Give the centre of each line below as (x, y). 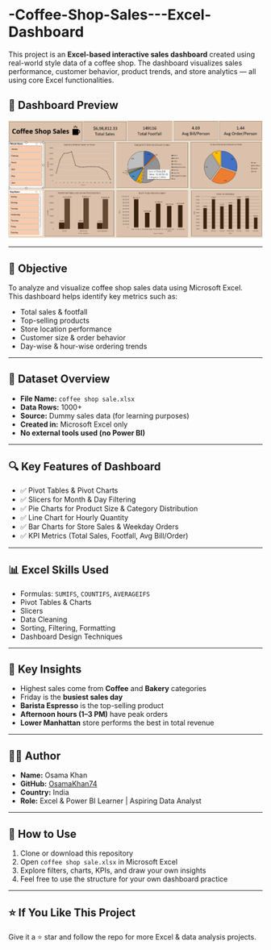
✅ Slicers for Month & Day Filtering (78, 499)
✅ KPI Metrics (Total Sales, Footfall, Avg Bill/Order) (104, 535)
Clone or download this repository (77, 853)
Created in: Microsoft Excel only (74, 424)
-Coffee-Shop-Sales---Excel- (110, 15)
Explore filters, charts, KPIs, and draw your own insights (113, 870)
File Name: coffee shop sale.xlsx (77, 398)
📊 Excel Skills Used (58, 570)
